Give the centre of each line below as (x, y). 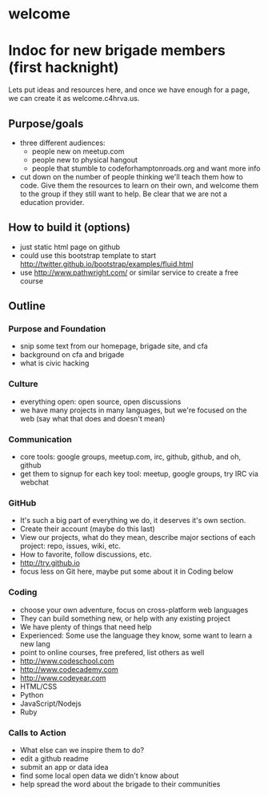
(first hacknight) (64, 68)
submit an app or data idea (64, 767)
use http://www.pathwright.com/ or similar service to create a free (129, 272)
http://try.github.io (50, 563)
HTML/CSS (38, 686)
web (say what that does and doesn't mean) (92, 418)
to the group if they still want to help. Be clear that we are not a (124, 194)
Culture (23, 384)
